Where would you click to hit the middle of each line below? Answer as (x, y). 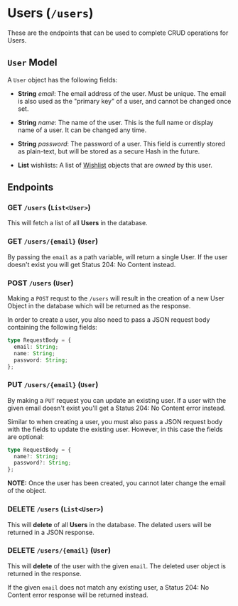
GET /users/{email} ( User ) (53, 242)
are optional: (26, 437)
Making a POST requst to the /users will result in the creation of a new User (116, 298)
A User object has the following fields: (63, 80)
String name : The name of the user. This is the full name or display (115, 122)
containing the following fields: (52, 328)
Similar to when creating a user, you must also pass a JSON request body (115, 421)
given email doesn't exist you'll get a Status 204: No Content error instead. (117, 408)
